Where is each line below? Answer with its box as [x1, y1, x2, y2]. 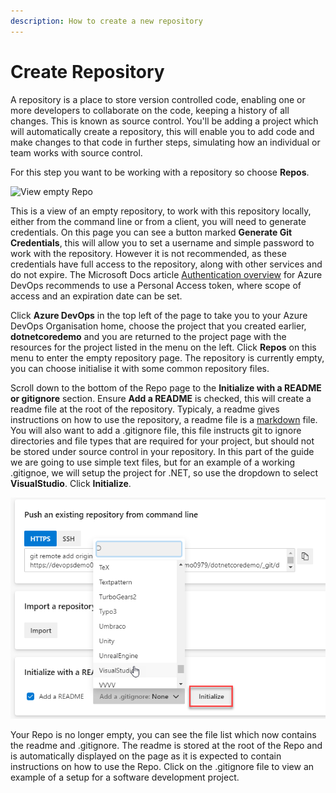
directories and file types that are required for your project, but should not [10, 435, 315, 447]
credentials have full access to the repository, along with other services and [10, 258, 323, 270]
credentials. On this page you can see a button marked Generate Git [10, 226, 293, 238]
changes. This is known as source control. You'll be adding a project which [10, 115, 319, 127]
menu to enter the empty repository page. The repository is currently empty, [10, 351, 325, 364]
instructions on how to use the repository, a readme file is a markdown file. [10, 413, 318, 425]
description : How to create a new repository [10, 16, 203, 26]
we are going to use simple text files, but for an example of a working [10, 456, 296, 468]
